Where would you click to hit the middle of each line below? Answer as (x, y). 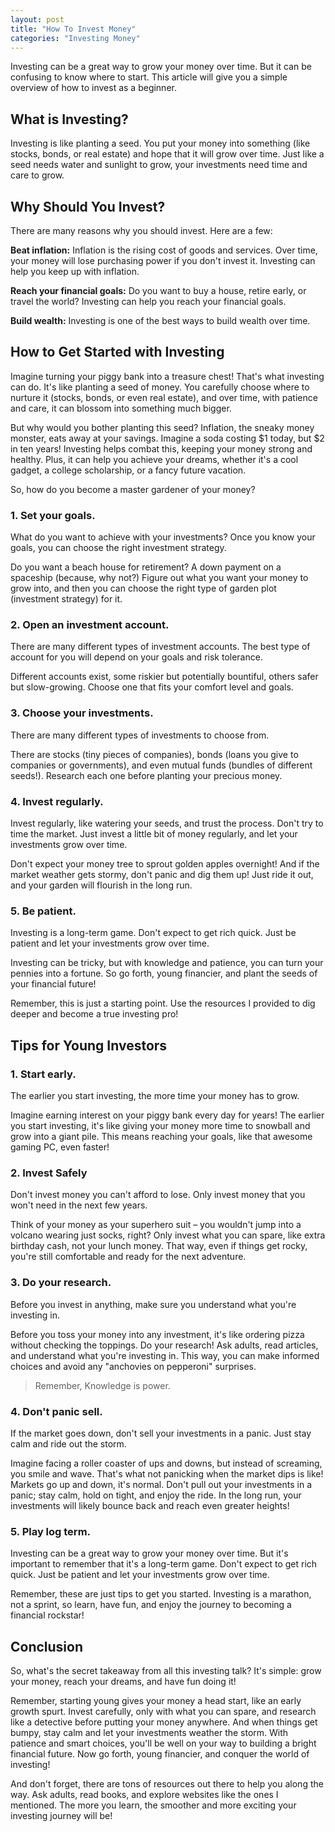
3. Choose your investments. (82, 713)
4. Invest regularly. (57, 801)
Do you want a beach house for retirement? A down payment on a (146, 567)
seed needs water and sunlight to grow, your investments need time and (159, 165)
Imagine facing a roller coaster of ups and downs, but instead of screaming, (166, 1463)
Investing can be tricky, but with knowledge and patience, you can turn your (167, 963)
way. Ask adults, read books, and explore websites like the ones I (144, 1794)
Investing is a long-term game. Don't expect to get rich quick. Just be (153, 933)
